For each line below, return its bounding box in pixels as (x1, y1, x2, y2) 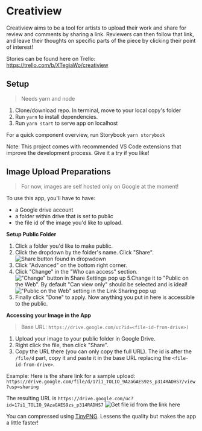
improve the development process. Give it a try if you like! (6, 149, 150, 156)
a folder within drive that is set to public (14, 212, 113, 219)
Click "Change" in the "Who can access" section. (14, 268, 137, 275)
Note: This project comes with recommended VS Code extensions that (6, 143, 181, 150)
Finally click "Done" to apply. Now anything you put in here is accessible (14, 294, 195, 301)
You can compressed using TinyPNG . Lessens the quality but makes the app (6, 412, 197, 420)
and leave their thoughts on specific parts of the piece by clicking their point (6, 37, 196, 44)
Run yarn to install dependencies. (14, 113, 98, 120)
